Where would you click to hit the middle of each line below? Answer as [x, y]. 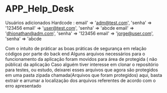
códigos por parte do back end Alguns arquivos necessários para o [75, 54]
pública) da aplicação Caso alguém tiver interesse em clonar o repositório [82, 64]
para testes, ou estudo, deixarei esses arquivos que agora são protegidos [81, 70]
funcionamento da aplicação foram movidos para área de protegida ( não [81, 59]
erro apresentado [23, 85]
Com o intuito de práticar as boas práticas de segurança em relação [76, 48]
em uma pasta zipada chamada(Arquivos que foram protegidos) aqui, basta [84, 75]
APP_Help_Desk [40, 9]
